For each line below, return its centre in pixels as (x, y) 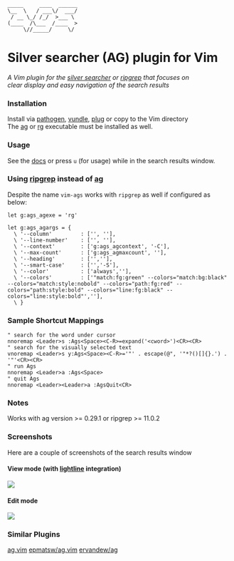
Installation (27, 103)
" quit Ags (23, 379)
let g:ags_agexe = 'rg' (43, 215)
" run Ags (22, 366)
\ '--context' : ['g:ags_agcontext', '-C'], (92, 246)
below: (17, 202)
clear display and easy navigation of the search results (88, 85)
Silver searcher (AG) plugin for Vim (113, 58)
